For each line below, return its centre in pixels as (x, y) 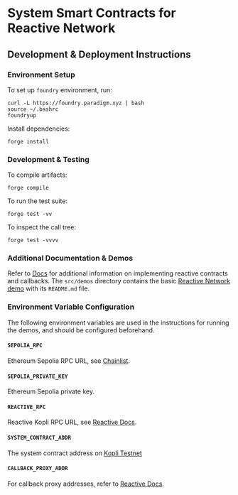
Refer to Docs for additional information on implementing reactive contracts (118, 273)
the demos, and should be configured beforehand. (81, 330)
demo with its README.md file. (49, 288)
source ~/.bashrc (33, 109)
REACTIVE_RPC (27, 407)
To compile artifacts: (37, 175)
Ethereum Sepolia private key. (51, 391)
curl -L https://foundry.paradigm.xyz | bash (76, 103)
